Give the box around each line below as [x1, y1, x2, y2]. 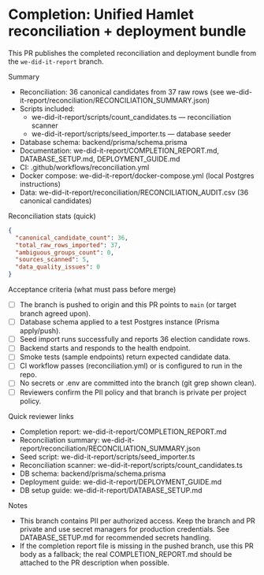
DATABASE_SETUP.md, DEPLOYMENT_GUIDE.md [19, 154, 180, 163]
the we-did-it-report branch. [8, 57, 104, 66]
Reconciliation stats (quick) [8, 211, 96, 221]
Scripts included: [19, 104, 75, 113]
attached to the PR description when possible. [19, 558, 169, 567]
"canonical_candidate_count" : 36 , [15, 234, 128, 242]
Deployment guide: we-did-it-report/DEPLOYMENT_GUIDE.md [19, 477, 222, 486]
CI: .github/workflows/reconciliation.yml [19, 162, 150, 172]
